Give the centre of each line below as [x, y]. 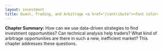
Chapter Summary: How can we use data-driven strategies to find [72, 28]
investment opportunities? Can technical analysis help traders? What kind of [81, 33]
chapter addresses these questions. [41, 43]
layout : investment [25, 9]
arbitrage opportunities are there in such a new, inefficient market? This [76, 38]
